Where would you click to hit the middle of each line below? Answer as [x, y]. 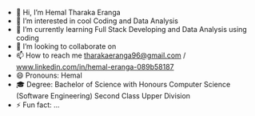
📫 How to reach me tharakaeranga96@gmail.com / [101, 55]
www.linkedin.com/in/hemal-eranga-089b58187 [95, 67]
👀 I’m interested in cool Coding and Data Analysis [97, 21]
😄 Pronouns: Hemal [49, 75]
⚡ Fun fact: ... [38, 105]
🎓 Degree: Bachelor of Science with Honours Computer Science [123, 84]
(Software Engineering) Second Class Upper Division [103, 96]
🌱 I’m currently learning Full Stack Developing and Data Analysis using [131, 29]
